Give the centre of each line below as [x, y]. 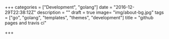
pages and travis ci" [26, 23]
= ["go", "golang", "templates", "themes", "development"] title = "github [79, 18]
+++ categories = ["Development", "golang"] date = [59, 7]
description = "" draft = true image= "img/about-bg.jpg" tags [100, 12]
